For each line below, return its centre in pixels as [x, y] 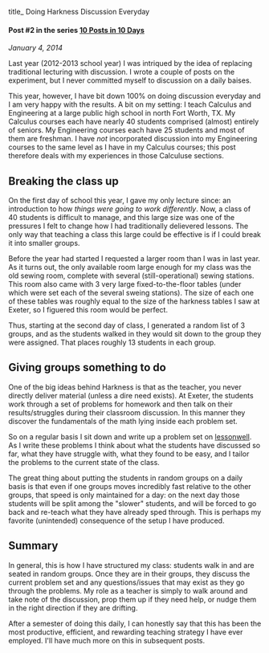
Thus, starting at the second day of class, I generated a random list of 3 [127, 325]
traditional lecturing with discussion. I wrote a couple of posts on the [122, 72]
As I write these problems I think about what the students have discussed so [134, 445]
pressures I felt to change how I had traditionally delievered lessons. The [128, 226]
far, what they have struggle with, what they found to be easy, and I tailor [129, 454]
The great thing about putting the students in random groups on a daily [126, 478]
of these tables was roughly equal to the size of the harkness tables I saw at [134, 301]
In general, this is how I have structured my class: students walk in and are [131, 565]
